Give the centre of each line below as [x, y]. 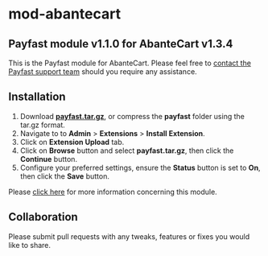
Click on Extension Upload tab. [72, 142]
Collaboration [43, 217]
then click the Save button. [65, 176]
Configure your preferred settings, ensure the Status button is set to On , [140, 167]
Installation [37, 97]
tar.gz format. [43, 125]
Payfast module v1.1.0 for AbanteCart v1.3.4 [121, 44]
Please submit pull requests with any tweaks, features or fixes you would [129, 236]
